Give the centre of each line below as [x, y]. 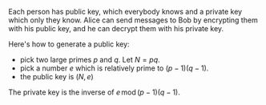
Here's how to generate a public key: [69, 44]
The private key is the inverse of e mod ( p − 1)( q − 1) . [94, 92]
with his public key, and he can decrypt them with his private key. [116, 28]
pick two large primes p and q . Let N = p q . [90, 60]
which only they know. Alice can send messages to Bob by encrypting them [133, 20]
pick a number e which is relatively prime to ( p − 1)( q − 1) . [114, 68]
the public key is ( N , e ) [56, 77]
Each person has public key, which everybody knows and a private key [125, 12]
